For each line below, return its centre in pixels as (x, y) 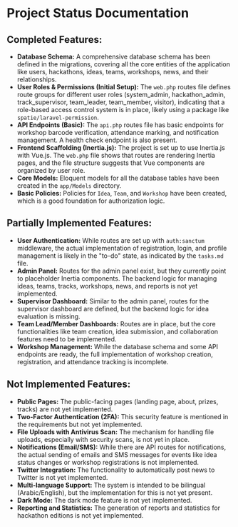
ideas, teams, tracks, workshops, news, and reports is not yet (107, 286)
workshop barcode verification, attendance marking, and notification (118, 132)
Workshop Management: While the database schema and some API (118, 346)
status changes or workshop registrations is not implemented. (108, 462)
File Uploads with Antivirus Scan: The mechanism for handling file (115, 432)
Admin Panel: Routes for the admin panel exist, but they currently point (121, 271)
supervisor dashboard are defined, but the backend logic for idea (113, 308)
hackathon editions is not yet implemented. (80, 515)
